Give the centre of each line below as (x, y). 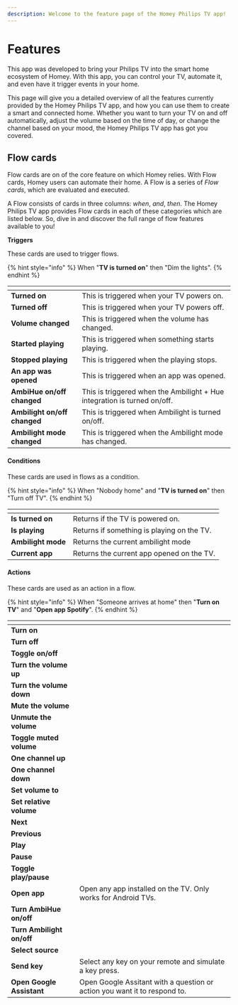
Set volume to (35, 790)
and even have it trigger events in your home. (73, 84)
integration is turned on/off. (127, 401)
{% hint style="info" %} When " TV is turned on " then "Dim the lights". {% (115, 268)
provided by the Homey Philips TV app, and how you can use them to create (119, 105)
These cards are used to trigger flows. (63, 254)
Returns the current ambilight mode (132, 542)
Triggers (20, 240)
